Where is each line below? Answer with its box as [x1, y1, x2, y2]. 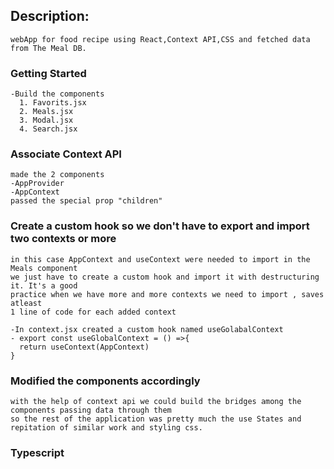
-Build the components [10, 89, 105, 99]
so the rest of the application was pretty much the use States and [10, 414, 302, 424]
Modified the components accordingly [10, 374, 201, 388]
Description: [10, 8, 90, 25]
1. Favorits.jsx [19, 98, 87, 108]
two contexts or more [10, 232, 117, 246]
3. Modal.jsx [19, 115, 74, 126]
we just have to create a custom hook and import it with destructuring [10, 272, 320, 282]
